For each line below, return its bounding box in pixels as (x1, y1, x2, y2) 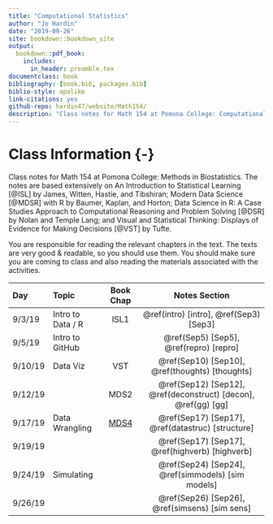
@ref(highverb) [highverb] (151, 445, 253, 457)
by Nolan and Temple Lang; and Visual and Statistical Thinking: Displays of (8, 214, 258, 224)
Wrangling (52, 422, 92, 433)
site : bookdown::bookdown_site (8, 34, 115, 43)
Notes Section (173, 289, 230, 301)
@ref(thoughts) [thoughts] (150, 365, 253, 376)
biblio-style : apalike (8, 87, 85, 96)
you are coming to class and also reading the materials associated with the (8, 257, 258, 266)
